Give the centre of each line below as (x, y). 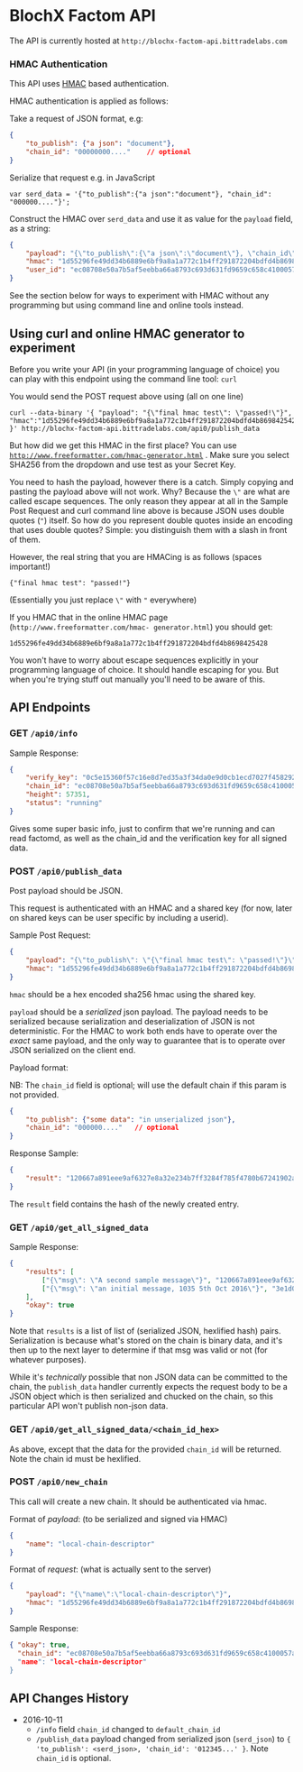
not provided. (34, 1094)
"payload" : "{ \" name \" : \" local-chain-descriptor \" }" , (129, 1594)
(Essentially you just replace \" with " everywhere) (103, 600)
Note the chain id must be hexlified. (75, 1458)
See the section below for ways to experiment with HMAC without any (139, 296)
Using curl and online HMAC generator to (127, 333)
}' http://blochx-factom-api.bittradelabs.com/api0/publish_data (134, 428)
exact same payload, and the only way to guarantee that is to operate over (147, 1040)
